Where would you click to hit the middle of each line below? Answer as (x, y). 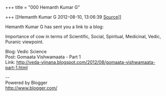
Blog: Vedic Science (26, 52)
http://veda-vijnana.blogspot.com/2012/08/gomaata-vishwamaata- (86, 62)
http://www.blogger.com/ (31, 88)
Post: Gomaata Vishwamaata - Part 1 (43, 57)
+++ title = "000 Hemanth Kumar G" (43, 7)
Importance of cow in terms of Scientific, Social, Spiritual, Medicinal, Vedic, (83, 36)
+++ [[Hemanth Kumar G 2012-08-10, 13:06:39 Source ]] (63, 17)
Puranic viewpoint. (24, 42)
